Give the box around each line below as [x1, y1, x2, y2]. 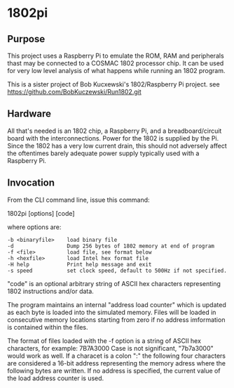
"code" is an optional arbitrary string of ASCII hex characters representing [7, 279, 221, 287]
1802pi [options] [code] [7, 209, 75, 217]
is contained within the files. [7, 323, 89, 331]
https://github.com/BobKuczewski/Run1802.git [7, 88, 142, 96]
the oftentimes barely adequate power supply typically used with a [7, 149, 200, 157]
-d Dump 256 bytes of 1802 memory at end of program [7, 242, 215, 250]
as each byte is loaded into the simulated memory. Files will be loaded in [7, 308, 216, 316]
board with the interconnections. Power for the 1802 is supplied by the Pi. [7, 134, 219, 142]
